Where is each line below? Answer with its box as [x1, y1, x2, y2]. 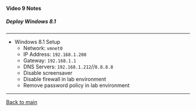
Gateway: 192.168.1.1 [23, 57, 76, 64]
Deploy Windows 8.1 [6, 18, 57, 25]
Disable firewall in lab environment [23, 75, 106, 82]
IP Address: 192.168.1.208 [23, 50, 87, 58]
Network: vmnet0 [23, 44, 63, 51]
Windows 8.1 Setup [14, 38, 61, 45]
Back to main [6, 98, 38, 105]
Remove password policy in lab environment [23, 82, 130, 89]
